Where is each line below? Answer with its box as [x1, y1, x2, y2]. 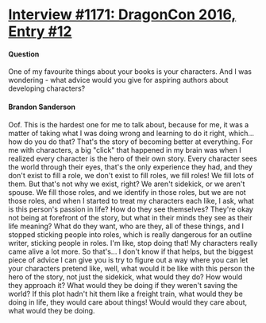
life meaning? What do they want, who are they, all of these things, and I [8, 221, 245, 231]
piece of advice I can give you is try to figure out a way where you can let [8, 255, 249, 264]
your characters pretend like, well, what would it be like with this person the [8, 263, 256, 273]
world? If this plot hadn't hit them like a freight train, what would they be [8, 289, 244, 298]
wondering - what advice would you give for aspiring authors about [8, 76, 229, 85]
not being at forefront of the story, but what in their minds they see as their [8, 212, 253, 222]
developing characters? [8, 84, 86, 93]
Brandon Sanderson [8, 102, 76, 111]
